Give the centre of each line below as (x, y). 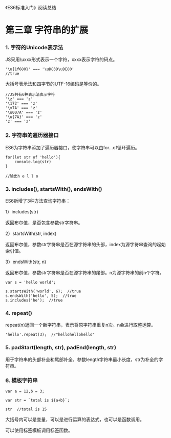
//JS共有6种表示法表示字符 (30, 95)
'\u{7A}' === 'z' (24, 117)
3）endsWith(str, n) (26, 262)
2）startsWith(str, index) (31, 234)
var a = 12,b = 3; (25, 391)
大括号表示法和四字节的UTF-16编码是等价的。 (54, 84)
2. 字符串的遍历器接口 (32, 135)
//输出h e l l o (22, 176)
